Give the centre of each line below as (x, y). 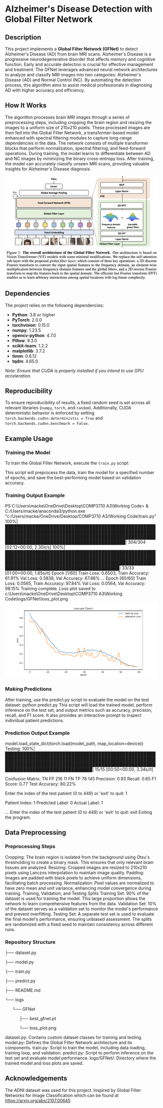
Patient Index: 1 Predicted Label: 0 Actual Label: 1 (54, 803)
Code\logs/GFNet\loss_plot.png (37, 599)
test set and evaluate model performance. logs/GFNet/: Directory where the (81, 1058)
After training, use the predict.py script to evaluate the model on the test (77, 700)
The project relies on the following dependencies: (55, 305)
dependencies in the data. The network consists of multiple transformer (77, 143)
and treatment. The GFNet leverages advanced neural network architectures (81, 70)
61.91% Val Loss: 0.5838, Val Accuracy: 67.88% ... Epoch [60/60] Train (76, 578)
